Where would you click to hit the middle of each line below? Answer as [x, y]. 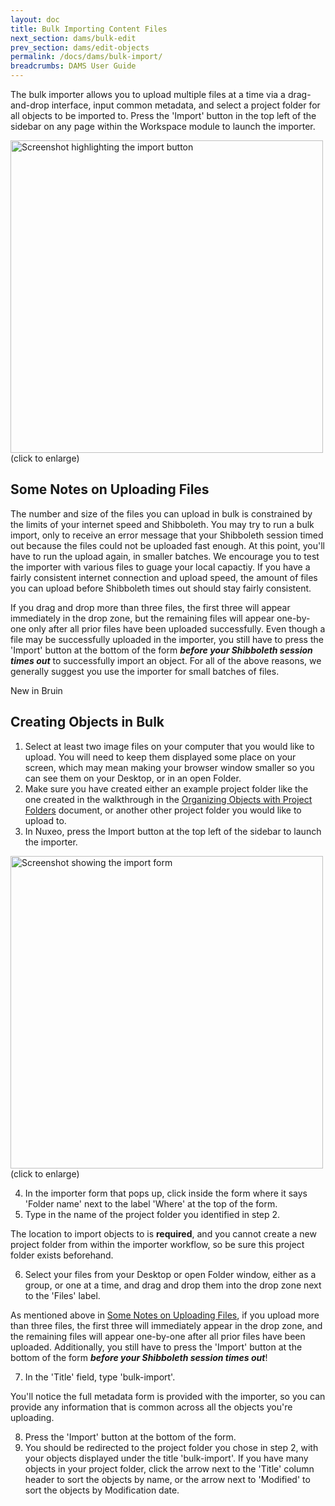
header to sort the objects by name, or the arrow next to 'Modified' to [167, 1479]
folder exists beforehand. [62, 1255]
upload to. [45, 820]
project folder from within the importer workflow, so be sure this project [157, 1244]
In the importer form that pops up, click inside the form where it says [166, 1193]
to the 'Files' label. [62, 1295]
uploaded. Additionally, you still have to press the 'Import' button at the [156, 1347]
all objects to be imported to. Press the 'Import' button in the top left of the [163, 115]
